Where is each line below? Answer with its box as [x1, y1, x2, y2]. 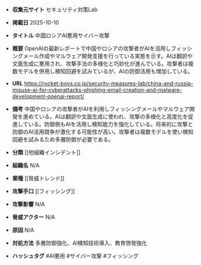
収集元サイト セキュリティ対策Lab [12, 6, 98, 13]
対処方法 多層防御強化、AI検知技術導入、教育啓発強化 [12, 239, 147, 246]
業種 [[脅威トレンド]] [12, 175, 65, 182]
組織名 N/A [12, 161, 40, 169]
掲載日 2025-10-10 [12, 19, 59, 26]
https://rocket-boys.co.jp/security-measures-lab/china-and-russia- [24, 80, 194, 87]
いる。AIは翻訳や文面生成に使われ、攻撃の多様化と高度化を [38, 113, 188, 120]
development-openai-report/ [12, 93, 85, 100]
